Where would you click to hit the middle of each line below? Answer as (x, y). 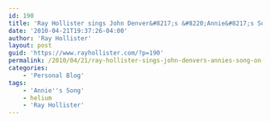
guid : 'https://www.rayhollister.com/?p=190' (86, 53)
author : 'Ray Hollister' (50, 38)
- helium (38, 98)
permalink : (27, 61)
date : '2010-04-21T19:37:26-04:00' (68, 31)
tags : (17, 83)
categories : (28, 68)
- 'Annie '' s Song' (54, 90)
